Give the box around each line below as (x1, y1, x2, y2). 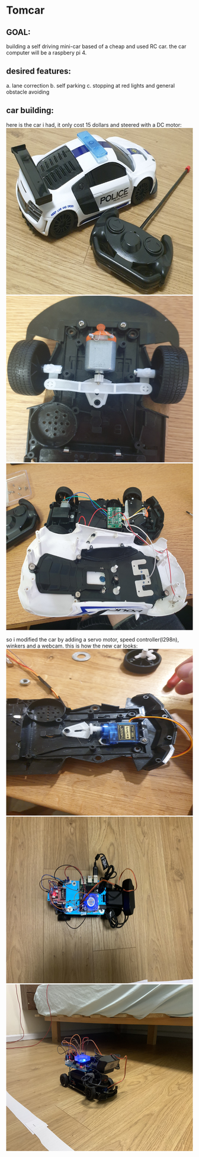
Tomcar (6, 4, 45, 17)
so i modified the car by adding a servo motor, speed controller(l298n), (6, 636, 179, 643)
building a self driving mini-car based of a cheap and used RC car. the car (6, 43, 187, 50)
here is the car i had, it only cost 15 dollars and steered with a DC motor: (6, 121, 182, 128)
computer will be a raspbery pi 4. (6, 49, 87, 56)
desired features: (6, 66, 71, 76)
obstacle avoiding (6, 88, 50, 95)
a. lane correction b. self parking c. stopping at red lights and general (6, 82, 175, 89)
